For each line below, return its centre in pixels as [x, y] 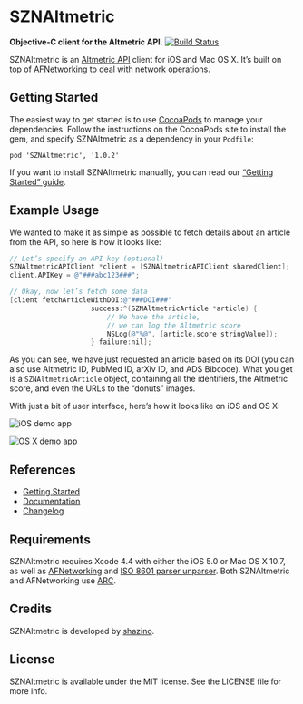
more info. [29, 690]
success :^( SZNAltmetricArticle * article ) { [174, 308]
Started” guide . [38, 181]
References [43, 469]
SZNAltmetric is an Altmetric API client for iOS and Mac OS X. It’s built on [146, 59]
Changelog [43, 511]
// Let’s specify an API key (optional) [87, 259]
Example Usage [54, 210]
